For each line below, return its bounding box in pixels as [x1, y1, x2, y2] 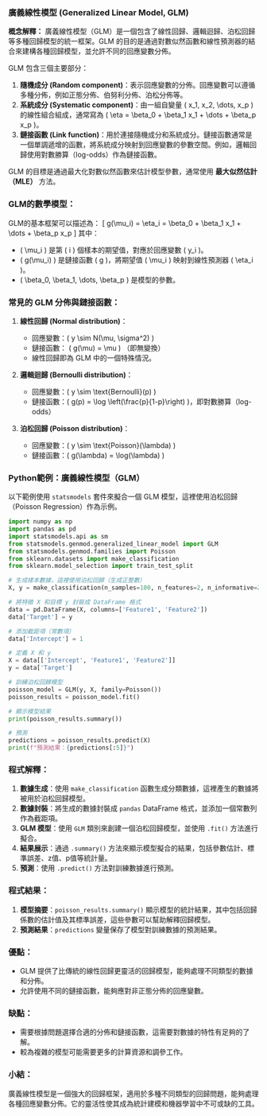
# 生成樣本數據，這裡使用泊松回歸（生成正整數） [8, 577, 145, 585]
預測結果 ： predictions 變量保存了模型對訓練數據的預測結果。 [19, 924, 222, 934]
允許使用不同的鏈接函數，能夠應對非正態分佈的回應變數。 [19, 986, 208, 995]
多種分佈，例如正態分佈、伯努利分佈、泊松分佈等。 [19, 90, 188, 100]
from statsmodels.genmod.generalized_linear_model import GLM [8, 539, 219, 548]
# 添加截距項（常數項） [8, 627, 75, 636]
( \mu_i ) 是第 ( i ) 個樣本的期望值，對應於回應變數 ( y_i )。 [19, 245, 208, 255]
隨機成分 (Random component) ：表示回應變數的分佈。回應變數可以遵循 [19, 80, 256, 90]
